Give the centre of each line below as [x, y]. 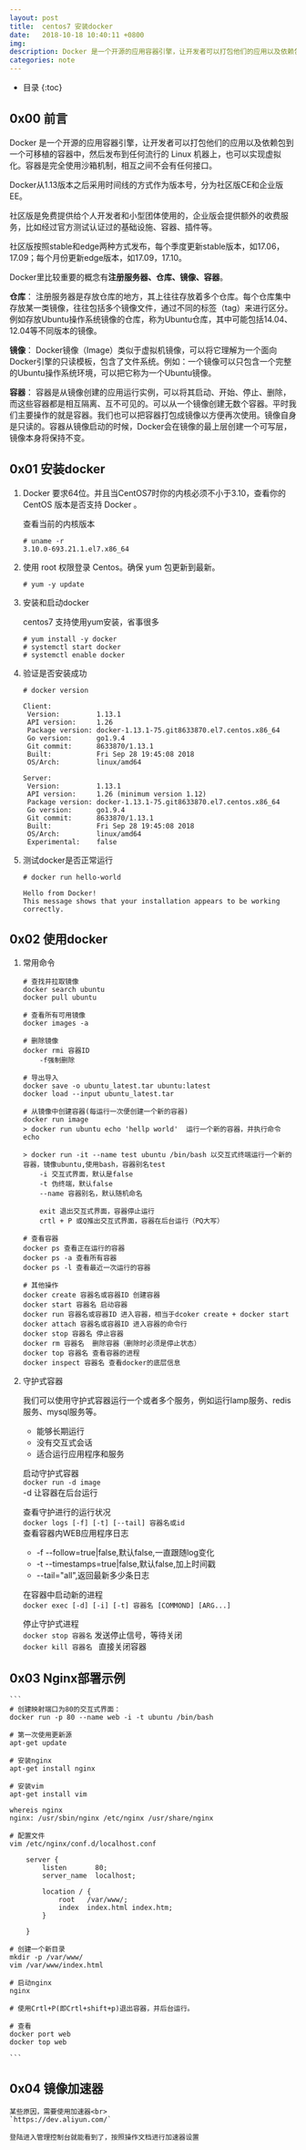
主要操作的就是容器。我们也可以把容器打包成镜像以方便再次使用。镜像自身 [157, 415]
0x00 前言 [39, 119]
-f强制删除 [57, 1060]
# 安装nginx [31, 1761]
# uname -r [43, 541]
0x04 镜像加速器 [56, 2088]
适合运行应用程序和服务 [80, 1454]
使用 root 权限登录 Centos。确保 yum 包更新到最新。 [121, 567]
